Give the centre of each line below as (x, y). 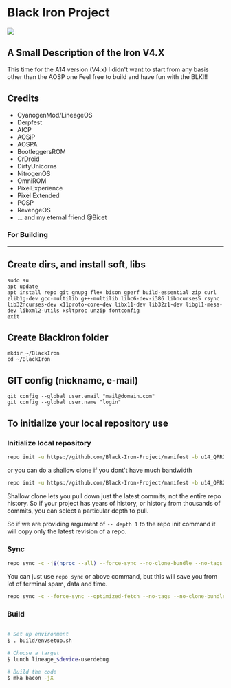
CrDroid (28, 159)
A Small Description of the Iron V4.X (86, 53)
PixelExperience (40, 188)
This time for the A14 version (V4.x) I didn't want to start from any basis (108, 69)
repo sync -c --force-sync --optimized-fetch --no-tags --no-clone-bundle (117, 596)
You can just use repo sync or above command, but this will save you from (112, 576)
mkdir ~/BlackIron (33, 353)
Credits (23, 99)
